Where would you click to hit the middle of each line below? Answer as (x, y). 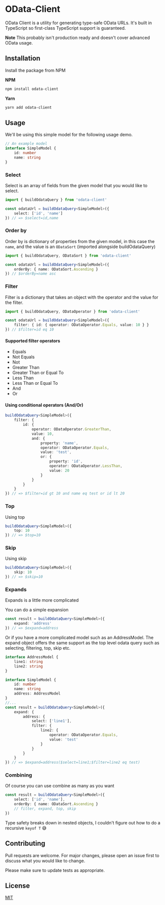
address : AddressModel (37, 694)
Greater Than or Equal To (38, 373)
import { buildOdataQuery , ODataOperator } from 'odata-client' (73, 311)
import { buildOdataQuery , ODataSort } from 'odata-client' (68, 255)
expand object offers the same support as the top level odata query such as (82, 643)
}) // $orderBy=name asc (31, 274)
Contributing (25, 843)
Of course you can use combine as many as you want (60, 786)
